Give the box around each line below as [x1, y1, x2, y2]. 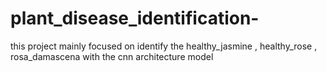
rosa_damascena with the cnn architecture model [10, 50, 214, 62]
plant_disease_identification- [10, 7, 260, 30]
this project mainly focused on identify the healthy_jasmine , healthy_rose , [10, 40, 318, 52]
